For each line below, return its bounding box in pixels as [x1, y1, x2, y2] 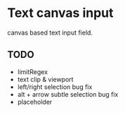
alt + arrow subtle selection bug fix [17, 90, 119, 98]
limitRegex [17, 67, 48, 76]
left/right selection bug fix [17, 83, 93, 91]
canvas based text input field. [7, 28, 93, 37]
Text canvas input [7, 5, 114, 21]
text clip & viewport [17, 75, 74, 83]
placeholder [17, 97, 53, 106]
